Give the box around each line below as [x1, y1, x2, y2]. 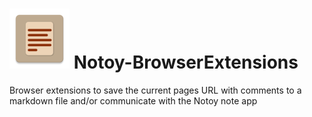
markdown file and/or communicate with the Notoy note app [9, 94, 258, 107]
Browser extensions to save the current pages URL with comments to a [9, 84, 302, 96]
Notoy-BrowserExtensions [73, 51, 299, 74]
